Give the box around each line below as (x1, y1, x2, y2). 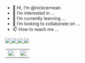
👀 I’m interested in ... (12, 10, 55, 16)
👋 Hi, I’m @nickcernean (12, 5, 61, 10)
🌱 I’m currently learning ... (12, 15, 66, 21)
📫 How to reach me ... (12, 26, 59, 32)
